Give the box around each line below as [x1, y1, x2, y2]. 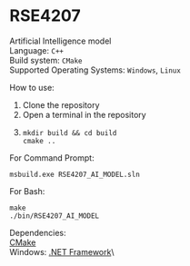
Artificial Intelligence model [9, 35, 112, 46]
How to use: [9, 82, 55, 93]
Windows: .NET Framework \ [9, 246, 115, 257]
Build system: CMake [9, 54, 84, 65]
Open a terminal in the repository [22, 109, 147, 120]
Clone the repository [22, 99, 100, 110]
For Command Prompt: [9, 152, 95, 163]
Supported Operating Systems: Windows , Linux [9, 64, 182, 75]
